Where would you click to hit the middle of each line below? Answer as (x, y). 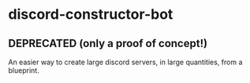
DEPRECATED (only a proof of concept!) (108, 43)
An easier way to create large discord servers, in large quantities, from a (125, 62)
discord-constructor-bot (91, 14)
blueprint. (24, 70)
